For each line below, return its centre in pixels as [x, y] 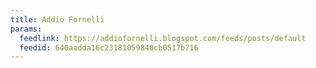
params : [26, 29]
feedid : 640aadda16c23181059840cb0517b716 [109, 47]
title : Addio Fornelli [57, 19]
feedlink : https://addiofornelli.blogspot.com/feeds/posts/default [163, 38]
